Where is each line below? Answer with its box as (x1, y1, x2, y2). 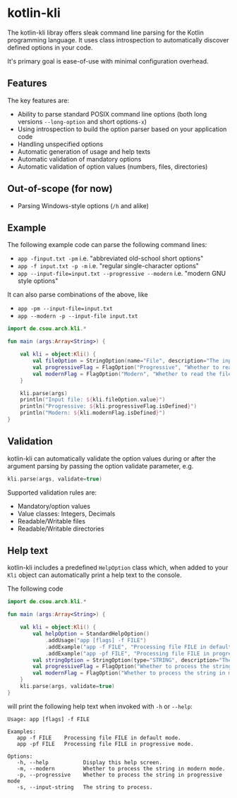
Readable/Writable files (17, 516, 86, 525)
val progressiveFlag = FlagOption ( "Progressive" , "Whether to (32, 363, 219, 371)
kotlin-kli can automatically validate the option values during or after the (7, 454, 217, 463)
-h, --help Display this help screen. (16, 758, 162, 766)
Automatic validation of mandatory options (17, 155, 142, 163)
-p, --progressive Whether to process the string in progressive (16, 771, 222, 778)
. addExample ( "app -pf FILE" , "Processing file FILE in (44, 650, 210, 657)
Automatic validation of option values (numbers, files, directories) (17, 162, 208, 171)
